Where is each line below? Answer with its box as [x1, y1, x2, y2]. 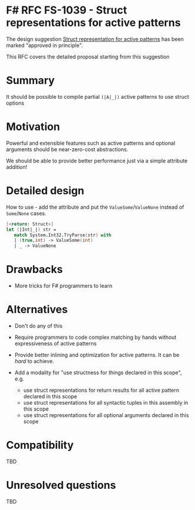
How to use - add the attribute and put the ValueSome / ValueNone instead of [6, 204, 184, 211]
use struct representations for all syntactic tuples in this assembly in [23, 399, 189, 406]
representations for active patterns [6, 16, 181, 29]
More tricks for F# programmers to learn [14, 282, 113, 289]
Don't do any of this [14, 322, 63, 329]
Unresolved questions [6, 479, 116, 492]
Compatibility [6, 439, 74, 452]
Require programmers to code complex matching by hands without [14, 334, 177, 341]
